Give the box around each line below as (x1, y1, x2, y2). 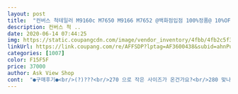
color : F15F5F (7, 57, 50, 64)
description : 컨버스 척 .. (7, 23, 81, 30)
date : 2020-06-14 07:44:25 (7, 30, 87, 37)
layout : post (7, 10, 46, 18)
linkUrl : (7, 43, 33, 50)
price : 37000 (7, 63, 46, 70)
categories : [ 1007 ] (7, 50, 65, 57)
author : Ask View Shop (7, 69, 74, 76)
